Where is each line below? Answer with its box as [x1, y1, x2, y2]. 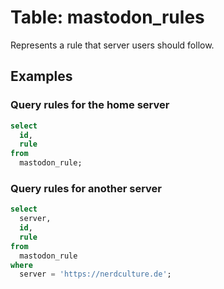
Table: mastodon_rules [10, 6, 205, 29]
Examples [10, 68, 73, 85]
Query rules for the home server [10, 98, 170, 112]
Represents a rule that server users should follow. [10, 39, 215, 51]
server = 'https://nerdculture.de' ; [19, 269, 172, 280]
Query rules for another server [10, 181, 163, 195]
